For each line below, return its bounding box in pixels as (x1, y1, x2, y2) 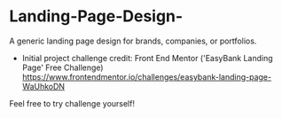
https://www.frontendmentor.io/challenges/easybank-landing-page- (21, 71, 272, 82)
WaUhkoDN (21, 81, 65, 91)
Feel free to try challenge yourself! (9, 98, 136, 108)
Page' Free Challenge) (21, 62, 104, 73)
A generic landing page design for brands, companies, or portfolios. (9, 35, 257, 46)
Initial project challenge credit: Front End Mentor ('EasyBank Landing (21, 52, 273, 63)
